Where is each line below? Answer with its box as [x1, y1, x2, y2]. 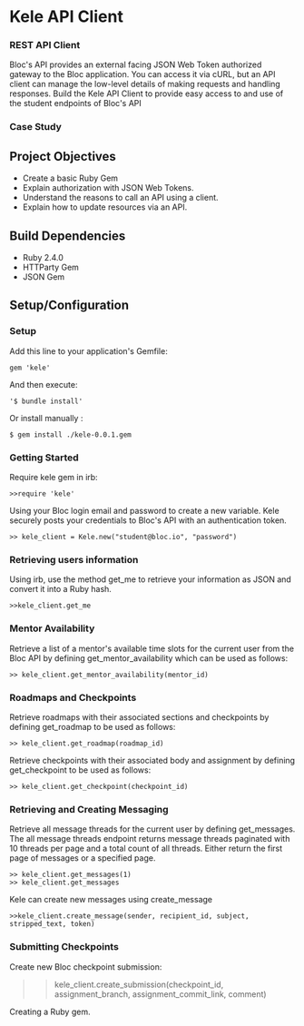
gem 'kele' [9, 363, 51, 372]
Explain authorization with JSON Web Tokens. [22, 183, 194, 193]
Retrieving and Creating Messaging [9, 803, 170, 815]
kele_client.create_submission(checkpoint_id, [54, 979, 224, 990]
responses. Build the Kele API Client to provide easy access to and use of [9, 88, 284, 99]
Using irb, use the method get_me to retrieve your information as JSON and [9, 574, 292, 585]
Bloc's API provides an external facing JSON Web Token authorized [9, 59, 262, 70]
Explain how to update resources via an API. [22, 202, 188, 212]
